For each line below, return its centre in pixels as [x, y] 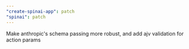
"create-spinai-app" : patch [41, 11]
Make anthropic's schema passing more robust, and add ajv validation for [95, 33]
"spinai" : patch [26, 17]
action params [23, 40]
